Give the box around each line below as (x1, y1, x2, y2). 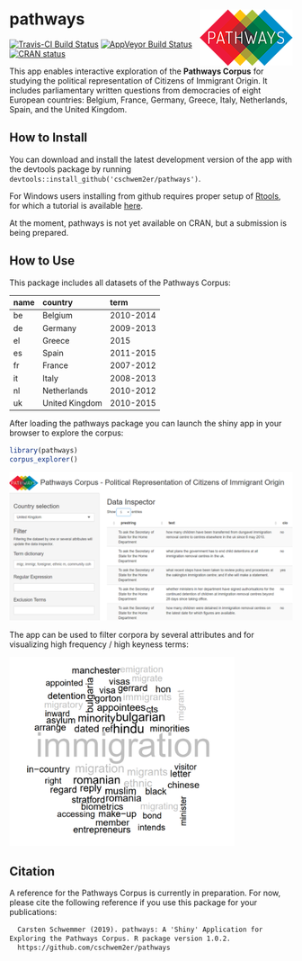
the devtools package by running (9, 163, 132, 175)
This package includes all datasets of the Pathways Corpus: (9, 277, 231, 288)
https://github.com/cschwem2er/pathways (17, 943, 171, 953)
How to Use (9, 253, 75, 269)
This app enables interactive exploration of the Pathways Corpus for (9, 66, 264, 76)
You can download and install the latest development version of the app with (9, 154, 292, 165)
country (41, 297, 74, 308)
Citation (9, 864, 56, 879)
